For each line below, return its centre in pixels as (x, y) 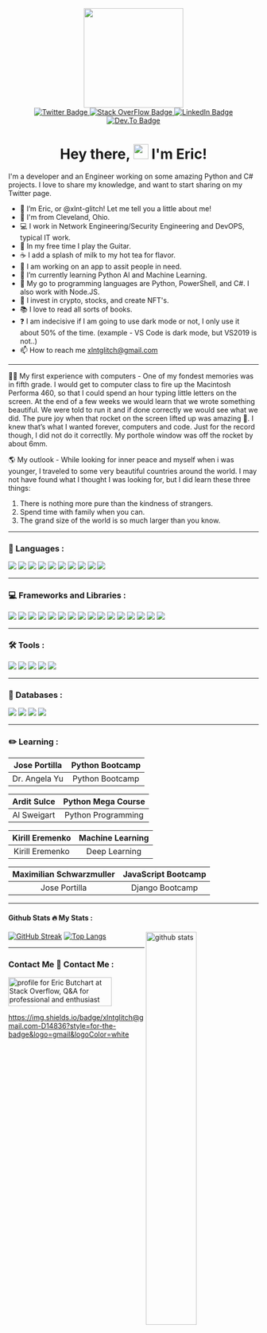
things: (19, 488)
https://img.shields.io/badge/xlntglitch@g (76, 1017)
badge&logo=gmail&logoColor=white (69, 1034)
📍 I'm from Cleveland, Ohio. (65, 217)
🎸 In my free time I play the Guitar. (75, 245)
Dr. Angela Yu (38, 778)
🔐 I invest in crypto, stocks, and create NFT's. (94, 300)
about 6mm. (28, 443)
